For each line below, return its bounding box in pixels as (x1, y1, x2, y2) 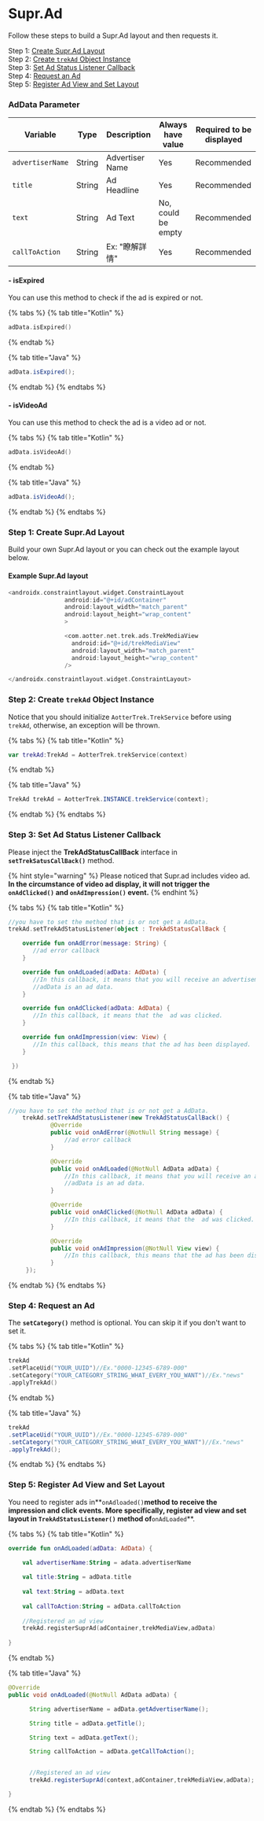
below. (8, 553, 30, 562)
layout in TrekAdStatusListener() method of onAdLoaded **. (8, 1513, 195, 1523)
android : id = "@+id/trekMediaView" (71, 639, 181, 647)
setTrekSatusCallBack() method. (8, 855, 115, 865)
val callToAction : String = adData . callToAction (22, 1602, 181, 1610)
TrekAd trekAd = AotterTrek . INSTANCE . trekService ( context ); (8, 795, 210, 803)
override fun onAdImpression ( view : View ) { (22, 1034, 167, 1041)
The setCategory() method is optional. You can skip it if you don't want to (8, 1318, 246, 1328)
